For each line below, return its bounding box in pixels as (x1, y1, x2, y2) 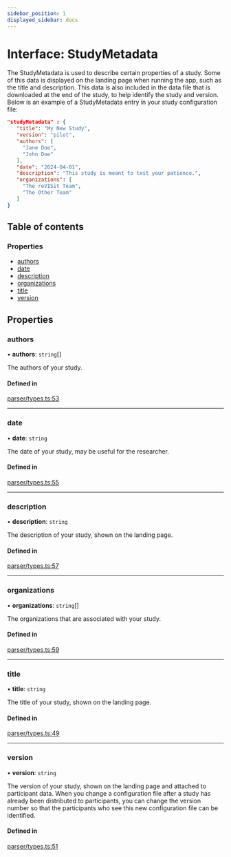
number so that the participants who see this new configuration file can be (7, 803, 219, 812)
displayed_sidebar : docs (7, 17, 78, 23)
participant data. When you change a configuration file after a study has (7, 789, 211, 797)
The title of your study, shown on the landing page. (7, 698, 152, 706)
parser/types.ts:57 (7, 562, 60, 570)
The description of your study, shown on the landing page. (7, 531, 173, 539)
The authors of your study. (7, 363, 82, 372)
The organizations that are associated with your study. (7, 614, 162, 623)
